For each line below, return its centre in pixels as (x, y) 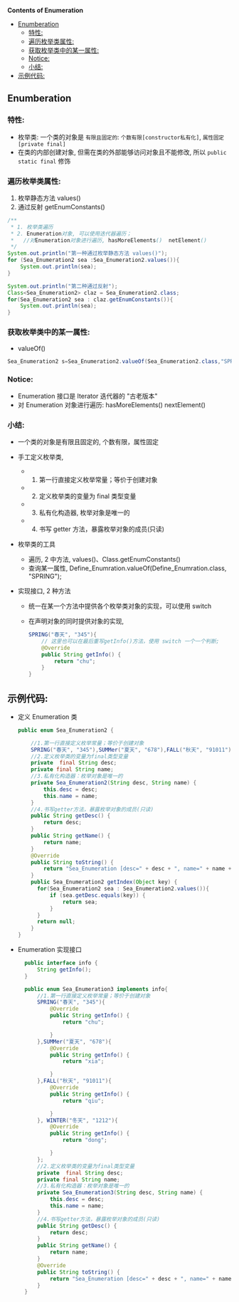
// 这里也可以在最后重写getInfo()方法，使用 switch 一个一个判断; (131, 641)
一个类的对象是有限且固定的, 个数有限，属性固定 (88, 442)
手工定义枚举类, (41, 457)
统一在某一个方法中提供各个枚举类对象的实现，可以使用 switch (120, 606)
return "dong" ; (85, 1140)
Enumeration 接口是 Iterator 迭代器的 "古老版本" (87, 396)
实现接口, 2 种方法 (44, 591)
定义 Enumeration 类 (47, 716)
